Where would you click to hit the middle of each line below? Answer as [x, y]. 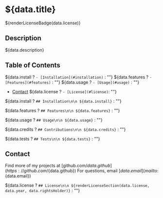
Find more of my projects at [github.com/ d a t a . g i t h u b [58, 166]
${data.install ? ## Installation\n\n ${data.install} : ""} [63, 101]
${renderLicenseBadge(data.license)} [43, 23]
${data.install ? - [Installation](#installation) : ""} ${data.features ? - [79, 77]
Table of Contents [33, 65]
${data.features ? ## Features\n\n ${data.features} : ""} [63, 110]
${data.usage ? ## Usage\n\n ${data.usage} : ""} [54, 120]
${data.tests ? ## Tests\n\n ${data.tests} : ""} [53, 139]
